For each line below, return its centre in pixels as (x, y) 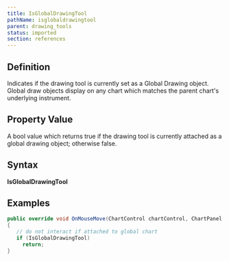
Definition (28, 67)
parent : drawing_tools (39, 26)
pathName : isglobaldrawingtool (52, 20)
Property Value (40, 120)
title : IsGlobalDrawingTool (47, 13)
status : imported (32, 33)
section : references (37, 39)
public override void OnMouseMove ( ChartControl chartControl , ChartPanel (115, 219)
